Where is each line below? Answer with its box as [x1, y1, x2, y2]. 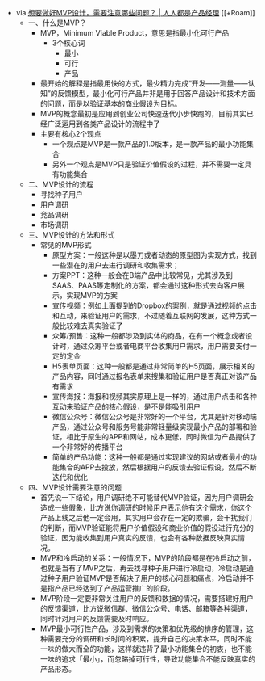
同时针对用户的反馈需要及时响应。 [39, 614, 154, 623]
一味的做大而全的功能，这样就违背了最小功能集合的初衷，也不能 [39, 644, 252, 654]
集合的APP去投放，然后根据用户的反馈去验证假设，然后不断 [59, 462, 257, 472]
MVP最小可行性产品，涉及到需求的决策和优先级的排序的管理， [39, 624, 247, 633]
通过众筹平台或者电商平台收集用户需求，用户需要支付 [73, 341, 251, 351]
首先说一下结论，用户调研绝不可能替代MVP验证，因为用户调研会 [39, 493, 254, 502]
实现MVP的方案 [66, 291, 118, 300]
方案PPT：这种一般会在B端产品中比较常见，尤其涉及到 [52, 271, 234, 280]
